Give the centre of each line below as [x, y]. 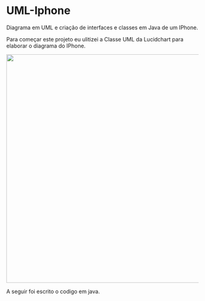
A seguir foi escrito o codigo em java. [53, 291]
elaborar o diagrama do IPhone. [46, 46]
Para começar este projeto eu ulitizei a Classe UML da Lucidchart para [95, 39]
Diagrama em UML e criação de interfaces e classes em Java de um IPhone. [102, 27]
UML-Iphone [38, 11]
